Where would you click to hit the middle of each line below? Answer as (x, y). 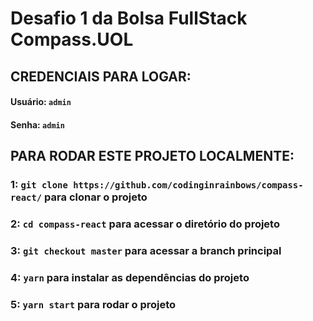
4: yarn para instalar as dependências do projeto (130, 277)
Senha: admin (37, 124)
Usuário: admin (41, 102)
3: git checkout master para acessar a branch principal (146, 250)
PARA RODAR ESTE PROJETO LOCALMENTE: (152, 156)
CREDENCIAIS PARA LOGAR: (101, 76)
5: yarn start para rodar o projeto (93, 304)
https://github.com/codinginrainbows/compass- (188, 185)
